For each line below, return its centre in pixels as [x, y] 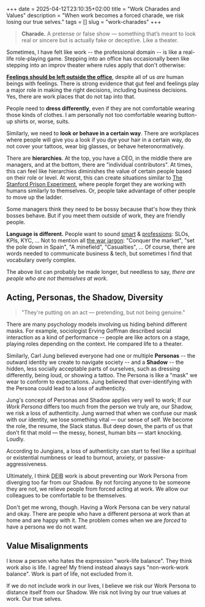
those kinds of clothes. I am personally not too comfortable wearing [92, 115]
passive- [155, 457]
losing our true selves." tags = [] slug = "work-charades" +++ [84, 22]
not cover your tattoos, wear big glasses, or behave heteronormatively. [95, 146]
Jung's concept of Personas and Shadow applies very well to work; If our [99, 400]
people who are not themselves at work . [57, 278]
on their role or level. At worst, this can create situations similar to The [94, 178]
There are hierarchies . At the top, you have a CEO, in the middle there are [99, 158]
